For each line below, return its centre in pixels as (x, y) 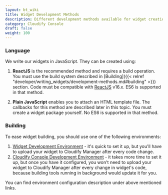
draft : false (19, 28)
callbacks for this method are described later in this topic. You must (82, 107)
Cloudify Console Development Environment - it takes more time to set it (87, 157)
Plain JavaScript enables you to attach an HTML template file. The (81, 102)
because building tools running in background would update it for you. (85, 172)
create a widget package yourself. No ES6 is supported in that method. (85, 112)
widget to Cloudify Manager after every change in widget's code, (79, 167)
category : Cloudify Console (34, 24)
